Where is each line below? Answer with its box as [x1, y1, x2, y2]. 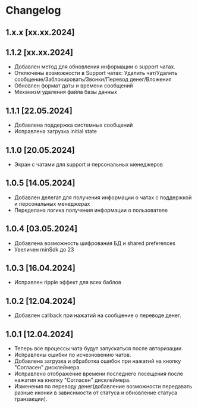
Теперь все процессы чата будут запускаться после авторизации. [14, 345, 183, 352]
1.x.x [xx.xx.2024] [5, 27, 75, 37]
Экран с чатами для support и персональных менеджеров [14, 161, 163, 168]
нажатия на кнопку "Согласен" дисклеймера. [14, 376, 131, 384]
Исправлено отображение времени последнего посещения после [14, 370, 184, 378]
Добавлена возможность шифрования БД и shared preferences [14, 239, 176, 247]
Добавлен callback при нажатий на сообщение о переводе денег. [14, 312, 182, 319]
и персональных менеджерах [14, 200, 90, 207]
